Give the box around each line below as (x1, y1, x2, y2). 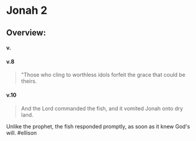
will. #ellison (6, 129, 37, 136)
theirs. (20, 77, 37, 85)
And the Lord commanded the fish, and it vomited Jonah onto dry (20, 104, 183, 112)
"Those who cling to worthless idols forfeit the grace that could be (20, 71, 186, 79)
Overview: (6, 28, 46, 38)
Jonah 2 (6, 4, 47, 17)
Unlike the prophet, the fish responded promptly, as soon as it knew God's (6, 122, 191, 130)
